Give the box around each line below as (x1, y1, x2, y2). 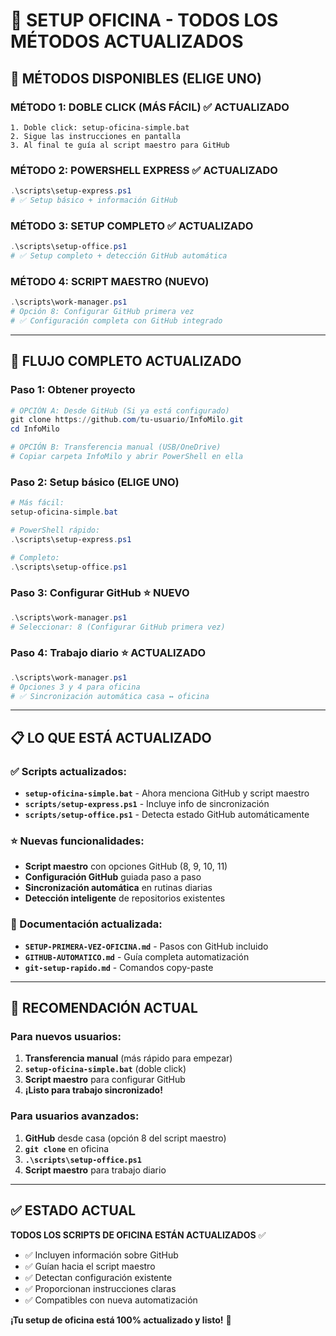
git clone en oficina (24, 1142, 110, 1154)
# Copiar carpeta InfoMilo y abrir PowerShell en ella (10, 452, 244, 462)
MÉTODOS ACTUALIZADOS (10, 30, 244, 53)
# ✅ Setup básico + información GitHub (10, 195, 178, 206)
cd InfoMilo (10, 424, 60, 434)
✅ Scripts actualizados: (10, 764, 127, 778)
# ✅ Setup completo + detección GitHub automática (10, 251, 228, 261)
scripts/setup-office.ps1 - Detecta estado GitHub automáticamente (24, 809, 310, 821)
